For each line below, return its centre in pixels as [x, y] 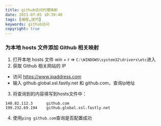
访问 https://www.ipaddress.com [47, 77]
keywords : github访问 [28, 24]
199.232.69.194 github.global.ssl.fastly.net [58, 108]
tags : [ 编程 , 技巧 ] [23, 19]
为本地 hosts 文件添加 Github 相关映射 [52, 48]
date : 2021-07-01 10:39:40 [34, 15]
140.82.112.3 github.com [37, 104]
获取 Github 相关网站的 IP [39, 66]
